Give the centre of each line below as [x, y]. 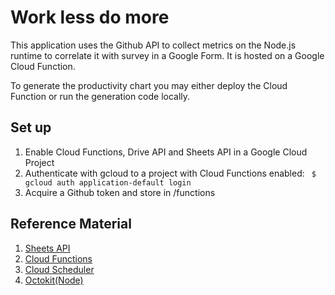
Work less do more [90, 17]
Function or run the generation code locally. [100, 96]
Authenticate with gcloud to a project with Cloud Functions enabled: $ [170, 173]
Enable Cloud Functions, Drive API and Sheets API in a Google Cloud [166, 152]
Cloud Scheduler [59, 269]
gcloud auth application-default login [108, 182]
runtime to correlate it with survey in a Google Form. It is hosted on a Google [167, 55]
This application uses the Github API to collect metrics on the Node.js [153, 45]
